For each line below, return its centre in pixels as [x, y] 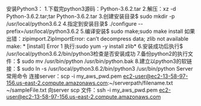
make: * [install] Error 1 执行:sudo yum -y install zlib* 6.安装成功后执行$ [94, 46]
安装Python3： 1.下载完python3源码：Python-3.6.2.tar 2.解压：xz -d [91, 9]
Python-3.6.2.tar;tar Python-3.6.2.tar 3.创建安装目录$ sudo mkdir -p [91, 16]
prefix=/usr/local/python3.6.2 [43, 31]
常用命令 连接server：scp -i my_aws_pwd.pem [64, 76]
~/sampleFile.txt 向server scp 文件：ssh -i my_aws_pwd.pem [82, 90]
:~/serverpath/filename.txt [140, 83]
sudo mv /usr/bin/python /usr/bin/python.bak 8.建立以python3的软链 [107, 61]
